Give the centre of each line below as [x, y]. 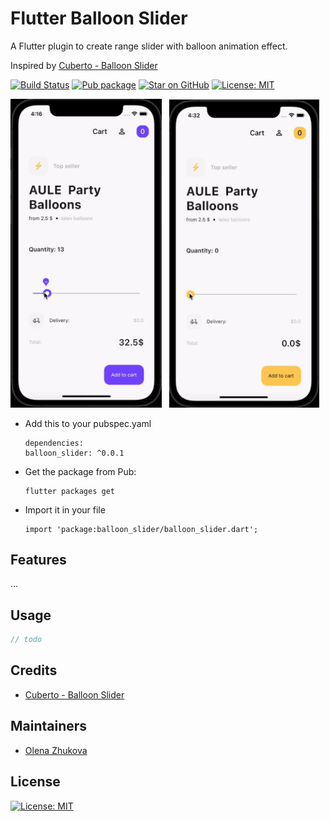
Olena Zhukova [56, 750]
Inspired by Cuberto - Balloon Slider [84, 65]
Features [38, 559]
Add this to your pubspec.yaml [88, 423]
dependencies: [54, 443]
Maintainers [49, 726]
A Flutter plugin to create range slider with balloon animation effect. [149, 46]
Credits [34, 670]
